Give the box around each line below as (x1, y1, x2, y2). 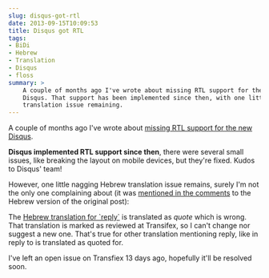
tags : (8, 34, 26, 42)
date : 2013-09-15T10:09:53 (8, 19, 98, 27)
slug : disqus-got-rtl (8, 11, 81, 20)
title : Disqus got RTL (8, 26, 84, 34)
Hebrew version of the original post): (8, 197, 130, 207)
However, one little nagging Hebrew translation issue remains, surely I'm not (8, 179, 259, 189)
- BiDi (8, 42, 30, 50)
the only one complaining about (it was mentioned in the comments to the (8, 188, 251, 198)
